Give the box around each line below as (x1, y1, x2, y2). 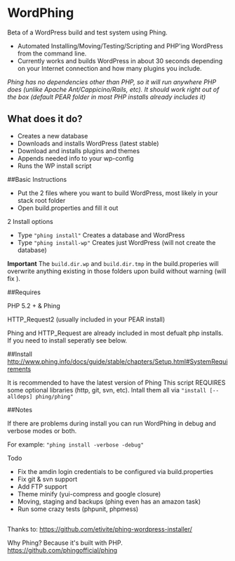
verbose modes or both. (7, 426, 77, 435)
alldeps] (7, 393, 33, 400)
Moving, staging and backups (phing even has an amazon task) (17, 497, 201, 506)
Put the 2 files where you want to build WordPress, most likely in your (17, 188, 218, 197)
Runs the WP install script (17, 161, 92, 170)
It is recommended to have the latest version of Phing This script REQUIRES (7, 378, 226, 387)
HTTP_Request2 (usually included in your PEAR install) (7, 315, 166, 324)
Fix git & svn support (17, 475, 78, 483)
